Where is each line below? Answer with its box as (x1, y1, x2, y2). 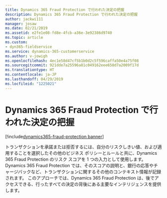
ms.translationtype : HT (5, 68, 55, 73)
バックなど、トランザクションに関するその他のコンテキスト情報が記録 (17, 169, 162, 175)
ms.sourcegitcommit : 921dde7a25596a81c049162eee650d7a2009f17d (5, 63, 139, 68)
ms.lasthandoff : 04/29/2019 (5, 77, 64, 82)
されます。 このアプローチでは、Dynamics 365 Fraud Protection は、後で (5, 175, 155, 181)
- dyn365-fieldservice (5, 44, 52, 49)
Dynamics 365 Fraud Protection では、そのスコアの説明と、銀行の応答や (5, 162, 154, 168)
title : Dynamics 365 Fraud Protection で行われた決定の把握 (5, 7, 125, 12)
